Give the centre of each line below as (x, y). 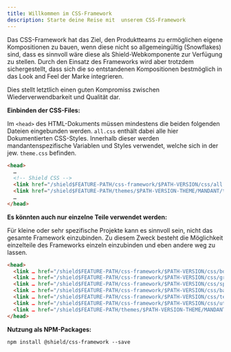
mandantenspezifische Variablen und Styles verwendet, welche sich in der (113, 145)
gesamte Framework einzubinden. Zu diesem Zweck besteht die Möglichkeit (115, 238)
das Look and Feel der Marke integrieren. (65, 76)
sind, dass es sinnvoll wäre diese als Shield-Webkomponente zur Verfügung (115, 54)
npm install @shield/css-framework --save (69, 342)
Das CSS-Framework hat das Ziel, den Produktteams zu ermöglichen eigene (115, 39)
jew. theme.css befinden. (42, 153)
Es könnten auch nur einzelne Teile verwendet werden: (87, 217)
